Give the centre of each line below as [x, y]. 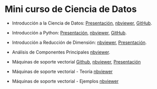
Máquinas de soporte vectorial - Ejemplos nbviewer [65, 81]
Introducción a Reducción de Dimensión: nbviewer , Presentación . [79, 42]
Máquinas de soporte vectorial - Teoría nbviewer [62, 71]
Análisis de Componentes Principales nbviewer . [61, 52]
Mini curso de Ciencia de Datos [71, 9]
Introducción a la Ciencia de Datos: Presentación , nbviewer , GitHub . [82, 23]
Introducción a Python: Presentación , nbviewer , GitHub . [69, 32]
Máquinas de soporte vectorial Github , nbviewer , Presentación [76, 61]
